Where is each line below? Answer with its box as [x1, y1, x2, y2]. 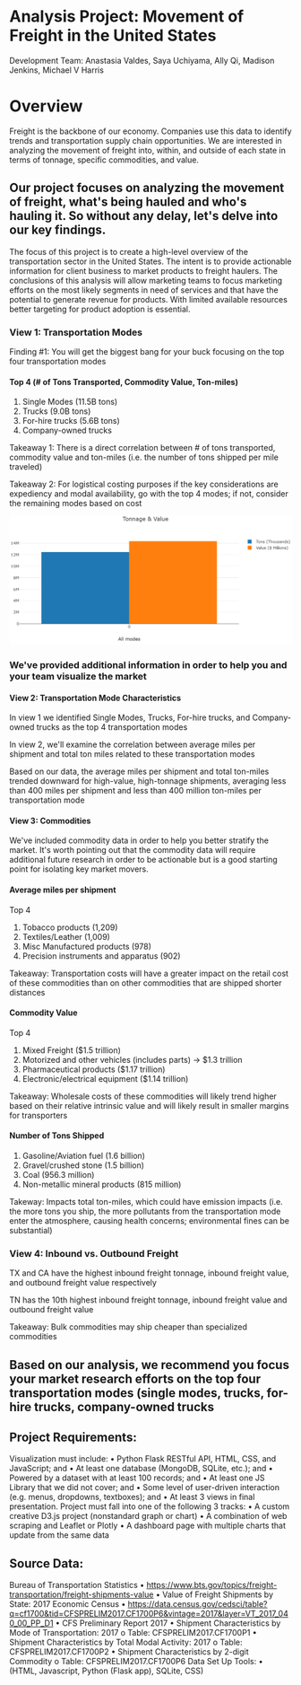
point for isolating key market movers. [9, 864, 150, 874]
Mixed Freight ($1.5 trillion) [21, 1044, 121, 1056]
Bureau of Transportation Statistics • [9, 1580, 145, 1591]
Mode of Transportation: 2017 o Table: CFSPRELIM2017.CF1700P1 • [9, 1628, 257, 1638]
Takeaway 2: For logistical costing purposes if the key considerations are [9, 478, 279, 490]
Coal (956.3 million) [21, 1169, 95, 1180]
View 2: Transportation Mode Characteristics [9, 692, 182, 703]
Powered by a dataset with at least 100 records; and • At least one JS [9, 1472, 266, 1483]
